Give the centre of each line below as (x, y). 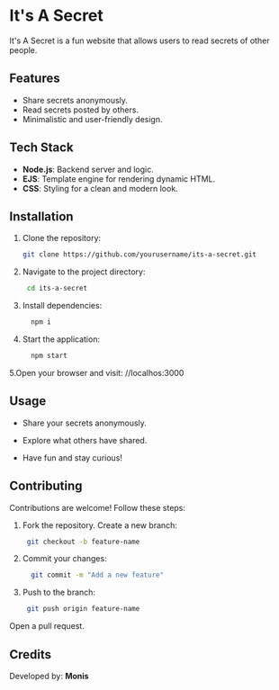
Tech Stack (41, 148)
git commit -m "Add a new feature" (98, 575)
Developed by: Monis (49, 676)
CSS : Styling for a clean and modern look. (100, 188)
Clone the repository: (62, 238)
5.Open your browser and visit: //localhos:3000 (97, 372)
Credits (31, 654)
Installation (41, 216)
